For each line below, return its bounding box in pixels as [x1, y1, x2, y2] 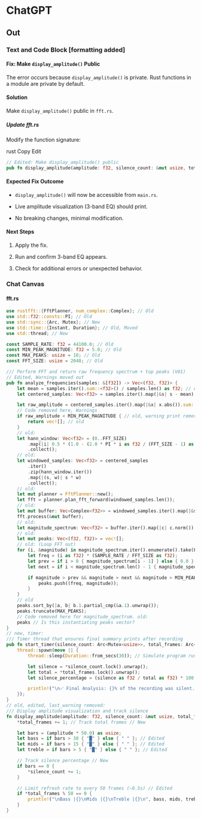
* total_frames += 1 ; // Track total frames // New [17, 719, 146, 725]
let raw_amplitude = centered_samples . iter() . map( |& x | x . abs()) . [17, 402, 184, 408]
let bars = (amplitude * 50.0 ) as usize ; [17, 730, 121, 736]
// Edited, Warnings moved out [6, 374, 84, 380]
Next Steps [6, 228, 35, 235]
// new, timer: [6, 630, 44, 636]
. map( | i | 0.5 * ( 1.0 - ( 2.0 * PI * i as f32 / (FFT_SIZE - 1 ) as [28, 441, 194, 447]
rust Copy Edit [6, 148, 42, 155]
